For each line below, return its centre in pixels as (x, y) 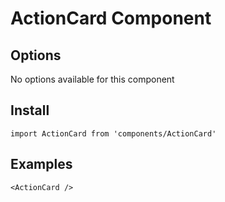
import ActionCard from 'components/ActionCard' (113, 133)
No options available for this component (92, 79)
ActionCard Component (111, 18)
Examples (41, 164)
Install (30, 110)
